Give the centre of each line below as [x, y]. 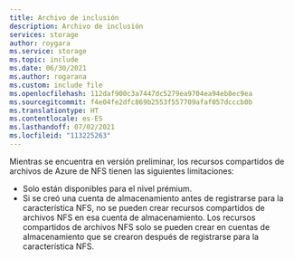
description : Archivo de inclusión [76, 26]
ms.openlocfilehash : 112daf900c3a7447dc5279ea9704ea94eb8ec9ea [131, 93]
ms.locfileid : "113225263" [60, 136]
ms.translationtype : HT [54, 110]
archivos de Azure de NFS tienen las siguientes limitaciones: [122, 171]
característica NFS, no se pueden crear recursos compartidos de [143, 207]
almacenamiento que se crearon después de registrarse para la [141, 236]
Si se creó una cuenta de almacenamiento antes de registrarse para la [153, 198]
